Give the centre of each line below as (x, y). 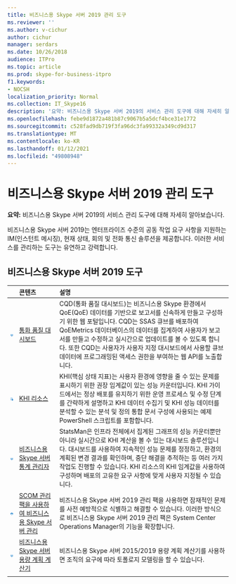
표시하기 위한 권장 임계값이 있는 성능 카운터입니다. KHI (133, 385)
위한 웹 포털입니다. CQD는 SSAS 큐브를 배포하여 (132, 321)
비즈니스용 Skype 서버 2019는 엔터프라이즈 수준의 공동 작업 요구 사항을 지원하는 (117, 230)
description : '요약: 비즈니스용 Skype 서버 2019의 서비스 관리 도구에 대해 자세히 (114, 112)
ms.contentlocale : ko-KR (44, 141)
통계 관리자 (34, 467)
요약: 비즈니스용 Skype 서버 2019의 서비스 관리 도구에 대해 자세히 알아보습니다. (116, 215)
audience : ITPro (31, 60)
